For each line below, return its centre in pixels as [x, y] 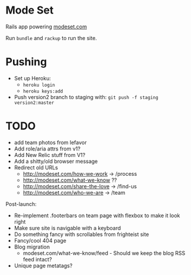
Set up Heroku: [33, 78]
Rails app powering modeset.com [46, 27]
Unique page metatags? [43, 266]
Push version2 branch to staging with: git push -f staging [86, 97]
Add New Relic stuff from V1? [50, 155]
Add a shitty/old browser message [56, 161]
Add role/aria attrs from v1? [47, 149]
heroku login [39, 85]
